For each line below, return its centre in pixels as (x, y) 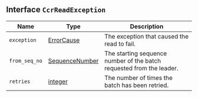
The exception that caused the (146, 36)
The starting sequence (136, 53)
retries (20, 81)
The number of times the (138, 77)
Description (147, 26)
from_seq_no (26, 61)
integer (58, 81)
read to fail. (120, 44)
